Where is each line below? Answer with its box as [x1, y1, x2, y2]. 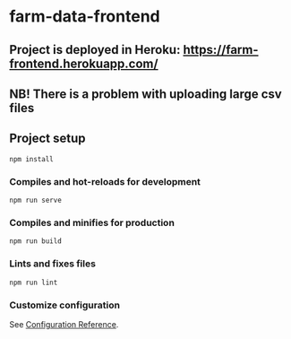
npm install [9, 154, 54, 163]
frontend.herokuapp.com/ [9, 56, 158, 71]
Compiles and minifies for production [9, 217, 175, 229]
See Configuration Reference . [9, 318, 119, 329]
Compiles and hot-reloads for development [9, 175, 201, 187]
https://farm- [183, 42, 259, 57]
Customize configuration [9, 299, 121, 311]
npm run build [9, 237, 63, 246]
